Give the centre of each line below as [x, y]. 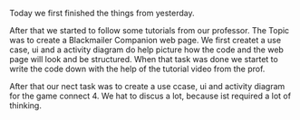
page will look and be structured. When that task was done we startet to [144, 59]
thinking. [26, 106]
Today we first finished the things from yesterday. [102, 13]
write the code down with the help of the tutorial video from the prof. [137, 69]
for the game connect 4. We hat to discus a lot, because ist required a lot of [150, 96]
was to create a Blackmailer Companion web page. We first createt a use [145, 40]
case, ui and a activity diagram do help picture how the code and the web [146, 50]
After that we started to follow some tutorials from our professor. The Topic [150, 30]
